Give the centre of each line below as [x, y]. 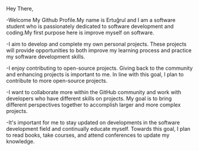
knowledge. [20, 141]
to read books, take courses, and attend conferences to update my [88, 135]
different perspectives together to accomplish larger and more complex [94, 105]
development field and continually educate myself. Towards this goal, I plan [98, 129]
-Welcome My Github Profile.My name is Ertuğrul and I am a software [91, 20]
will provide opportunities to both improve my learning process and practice [99, 50]
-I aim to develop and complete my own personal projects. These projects [97, 44]
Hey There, [20, 9]
